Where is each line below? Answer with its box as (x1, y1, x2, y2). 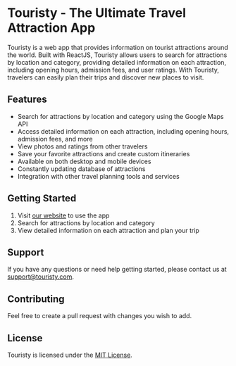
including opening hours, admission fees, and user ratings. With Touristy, (7, 65, 220, 74)
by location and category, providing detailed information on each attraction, (7, 58, 227, 66)
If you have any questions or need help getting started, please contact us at (7, 265, 227, 274)
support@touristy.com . (7, 272, 74, 281)
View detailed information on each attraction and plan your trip (17, 226, 199, 234)
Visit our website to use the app (17, 211, 110, 220)
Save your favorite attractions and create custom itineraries (17, 149, 190, 158)
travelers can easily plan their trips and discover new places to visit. (7, 72, 204, 82)
